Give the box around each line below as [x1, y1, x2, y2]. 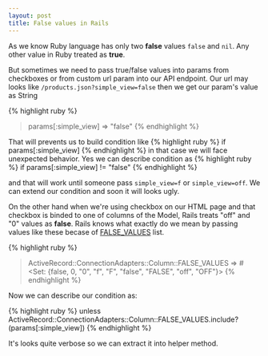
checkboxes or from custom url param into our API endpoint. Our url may [8, 73, 249, 83]
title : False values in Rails [8, 19, 110, 27]
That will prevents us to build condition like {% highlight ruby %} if [8, 136, 226, 146]
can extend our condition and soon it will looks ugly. [8, 186, 180, 196]
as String [8, 90, 38, 100]
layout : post [8, 11, 52, 20]
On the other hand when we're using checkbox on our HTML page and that [8, 201, 256, 212]
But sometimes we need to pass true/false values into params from [8, 65, 230, 74]
